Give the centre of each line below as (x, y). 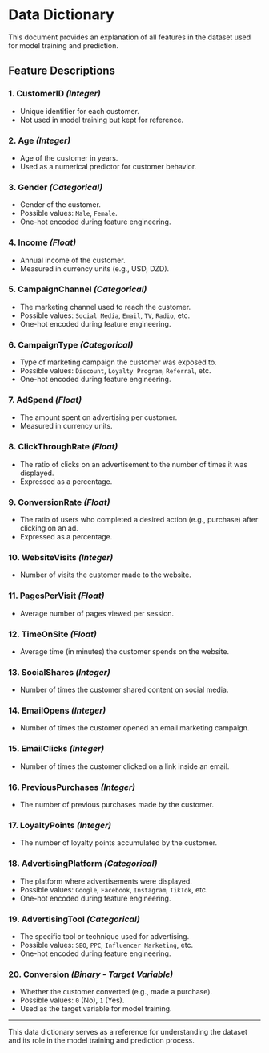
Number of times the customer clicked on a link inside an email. (124, 766)
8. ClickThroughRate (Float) (63, 447)
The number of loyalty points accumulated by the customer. (118, 843)
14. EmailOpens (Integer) (57, 710)
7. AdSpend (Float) (45, 400)
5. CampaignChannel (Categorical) (78, 289)
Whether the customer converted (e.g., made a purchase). (116, 992)
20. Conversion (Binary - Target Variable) (91, 974)
